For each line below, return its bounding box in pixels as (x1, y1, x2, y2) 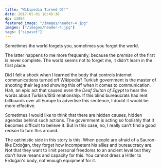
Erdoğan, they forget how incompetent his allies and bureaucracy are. (13, 142, 153, 148)
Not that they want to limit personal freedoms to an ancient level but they (5, 147, 151, 153)
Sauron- (140, 137, 157, 143)
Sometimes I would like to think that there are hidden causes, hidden (5, 112, 143, 118)
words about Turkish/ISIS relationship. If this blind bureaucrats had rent (5, 92, 148, 98)
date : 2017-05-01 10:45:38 (5, 12, 60, 16)
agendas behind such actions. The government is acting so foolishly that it (5, 117, 154, 123)
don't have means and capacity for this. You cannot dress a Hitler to (5, 153, 142, 158)
